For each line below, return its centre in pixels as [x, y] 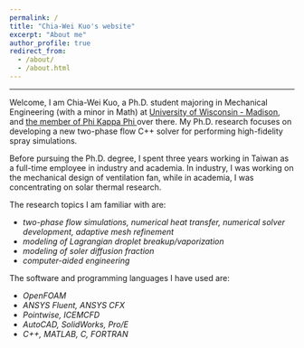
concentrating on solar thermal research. [85, 187]
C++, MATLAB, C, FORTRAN [75, 334]
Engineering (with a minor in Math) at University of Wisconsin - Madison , [145, 112]
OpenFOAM [44, 296]
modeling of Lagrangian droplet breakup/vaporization [123, 241]
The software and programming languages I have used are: [120, 277]
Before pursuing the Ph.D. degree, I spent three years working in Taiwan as [149, 158]
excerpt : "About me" [48, 34]
